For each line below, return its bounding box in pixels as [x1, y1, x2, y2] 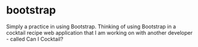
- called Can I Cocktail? [6, 35, 64, 42]
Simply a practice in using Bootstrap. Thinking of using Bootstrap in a [6, 23, 177, 30]
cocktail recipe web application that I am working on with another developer [6, 29, 193, 36]
